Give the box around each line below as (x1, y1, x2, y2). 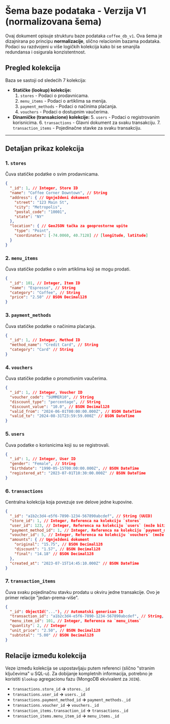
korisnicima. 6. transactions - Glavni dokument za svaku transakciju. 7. (12, 119, 161, 126)
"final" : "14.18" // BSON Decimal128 (14, 551, 94, 556)
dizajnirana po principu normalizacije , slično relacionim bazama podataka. (5, 38, 161, 44)
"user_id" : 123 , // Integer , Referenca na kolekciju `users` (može (10, 523, 155, 528)
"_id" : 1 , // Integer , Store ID (10, 186, 78, 191)
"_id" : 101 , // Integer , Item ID (10, 280, 80, 286)
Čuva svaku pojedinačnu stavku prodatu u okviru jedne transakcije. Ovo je (5, 589, 160, 595)
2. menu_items (5, 254, 38, 261)
